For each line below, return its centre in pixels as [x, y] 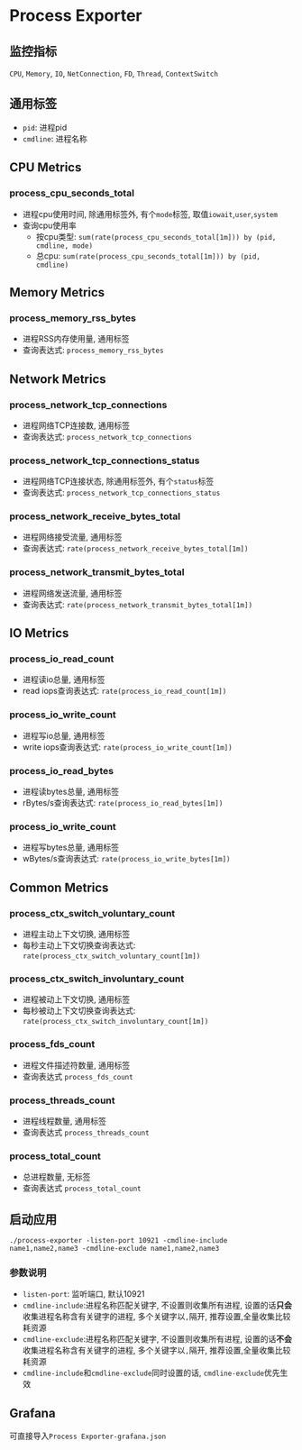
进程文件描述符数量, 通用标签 [76, 1065]
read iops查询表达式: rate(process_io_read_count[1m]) [124, 691]
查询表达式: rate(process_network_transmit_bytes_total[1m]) [137, 604]
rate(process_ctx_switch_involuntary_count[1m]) [115, 1022]
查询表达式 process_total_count [82, 1188]
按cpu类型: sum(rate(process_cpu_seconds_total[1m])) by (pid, [156, 236]
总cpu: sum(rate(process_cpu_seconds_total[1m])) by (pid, [148, 255]
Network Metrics [58, 379]
